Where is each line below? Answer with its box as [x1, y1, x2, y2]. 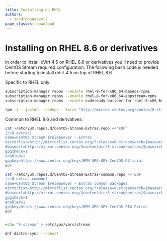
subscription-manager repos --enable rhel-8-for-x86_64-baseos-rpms [5, 89, 150, 94]
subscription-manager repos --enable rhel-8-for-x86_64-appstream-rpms [5, 94, 157, 99]
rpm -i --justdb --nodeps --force [5, 107, 77, 112]
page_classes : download [5, 21, 55, 26]
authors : [5, 12, 23, 17]
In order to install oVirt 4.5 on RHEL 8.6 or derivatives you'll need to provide [5, 59, 160, 65]
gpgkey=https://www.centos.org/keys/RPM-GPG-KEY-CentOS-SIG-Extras [5, 204, 148, 209]
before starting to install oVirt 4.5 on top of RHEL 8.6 [5, 70, 112, 76]
